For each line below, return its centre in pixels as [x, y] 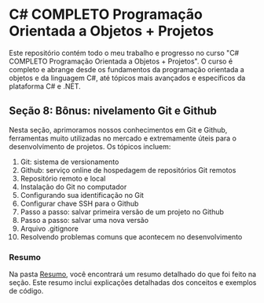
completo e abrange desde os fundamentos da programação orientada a [126, 69]
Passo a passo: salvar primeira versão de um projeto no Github [122, 212]
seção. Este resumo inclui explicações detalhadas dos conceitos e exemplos [133, 283]
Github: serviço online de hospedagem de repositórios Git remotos [128, 170]
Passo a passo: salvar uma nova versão [84, 220]
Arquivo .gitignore [49, 228]
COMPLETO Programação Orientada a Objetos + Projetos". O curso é [121, 61]
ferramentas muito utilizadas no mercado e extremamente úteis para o [123, 138]
